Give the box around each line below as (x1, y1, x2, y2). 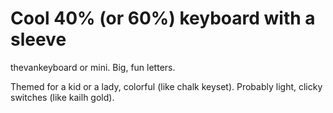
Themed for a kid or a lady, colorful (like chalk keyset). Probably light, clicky (10, 80, 323, 92)
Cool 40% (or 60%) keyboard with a (10, 7, 316, 30)
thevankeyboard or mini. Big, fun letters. (10, 61, 176, 73)
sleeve (10, 28, 67, 51)
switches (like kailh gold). (10, 91, 115, 103)
